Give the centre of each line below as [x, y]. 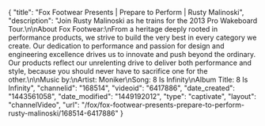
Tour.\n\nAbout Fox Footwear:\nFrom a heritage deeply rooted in [113, 29]
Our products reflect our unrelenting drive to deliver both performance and [130, 63]
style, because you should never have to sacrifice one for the [108, 71]
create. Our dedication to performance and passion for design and [116, 46]
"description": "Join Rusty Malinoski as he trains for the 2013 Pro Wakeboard [133, 21]
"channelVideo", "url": [44, 105]
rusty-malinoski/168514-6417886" [63, 113]
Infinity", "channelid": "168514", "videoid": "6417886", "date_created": [122, 88]
